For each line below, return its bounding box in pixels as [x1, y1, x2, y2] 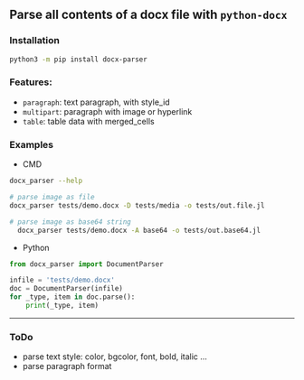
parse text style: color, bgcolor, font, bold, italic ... [22, 351, 208, 362]
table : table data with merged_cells [22, 116, 156, 126]
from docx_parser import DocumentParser [9, 259, 165, 269]
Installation [9, 34, 61, 47]
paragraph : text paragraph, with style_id [22, 97, 170, 107]
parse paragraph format [22, 361, 112, 372]
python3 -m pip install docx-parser [9, 54, 147, 64]
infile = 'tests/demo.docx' [9, 275, 116, 285]
